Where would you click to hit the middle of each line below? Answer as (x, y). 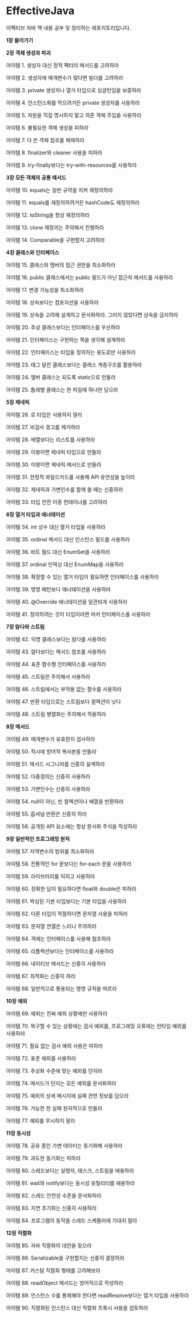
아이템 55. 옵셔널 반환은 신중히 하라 (47, 814)
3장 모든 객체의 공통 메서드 (36, 177)
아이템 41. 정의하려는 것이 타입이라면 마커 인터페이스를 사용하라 (78, 614)
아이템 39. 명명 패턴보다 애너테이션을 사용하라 (59, 589)
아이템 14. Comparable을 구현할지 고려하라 (56, 240)
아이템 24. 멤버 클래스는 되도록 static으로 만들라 (61, 377)
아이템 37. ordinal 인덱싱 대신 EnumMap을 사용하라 (65, 564)
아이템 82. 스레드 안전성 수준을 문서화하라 (54, 1195)
